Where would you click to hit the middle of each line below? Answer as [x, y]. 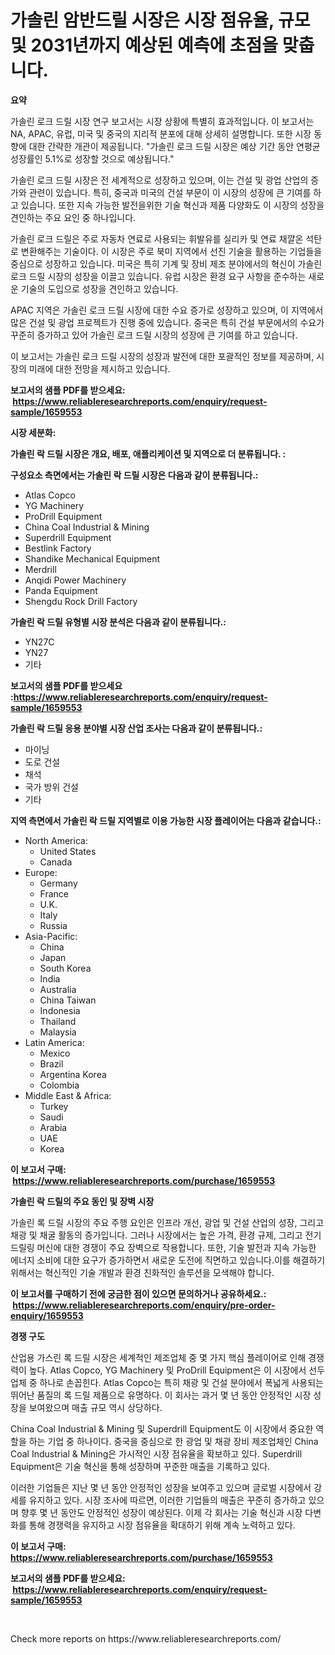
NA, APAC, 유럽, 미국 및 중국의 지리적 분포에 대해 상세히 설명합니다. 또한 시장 [161, 133]
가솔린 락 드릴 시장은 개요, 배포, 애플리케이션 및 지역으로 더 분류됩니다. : [148, 453]
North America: [56, 840]
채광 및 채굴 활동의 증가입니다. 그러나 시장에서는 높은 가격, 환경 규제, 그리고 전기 [166, 1235]
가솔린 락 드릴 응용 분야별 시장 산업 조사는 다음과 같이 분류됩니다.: [136, 728]
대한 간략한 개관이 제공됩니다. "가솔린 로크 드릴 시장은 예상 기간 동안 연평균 [174, 146]
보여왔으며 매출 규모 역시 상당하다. [95, 1407]
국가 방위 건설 [51, 787]
